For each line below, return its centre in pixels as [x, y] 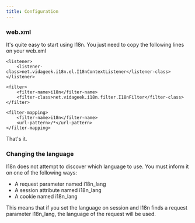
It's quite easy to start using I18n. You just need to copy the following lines [95, 44]
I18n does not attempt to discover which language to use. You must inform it [97, 166]
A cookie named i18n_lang [46, 197]
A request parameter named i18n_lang [60, 184]
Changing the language [40, 154]
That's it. [17, 138]
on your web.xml [26, 51]
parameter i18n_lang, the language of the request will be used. [81, 214]
